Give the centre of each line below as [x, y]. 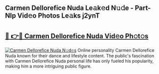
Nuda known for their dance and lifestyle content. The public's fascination [80, 56]
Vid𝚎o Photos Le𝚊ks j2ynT [59, 16]
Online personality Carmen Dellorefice [116, 50]
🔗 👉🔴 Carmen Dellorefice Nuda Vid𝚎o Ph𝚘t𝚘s [77, 36]
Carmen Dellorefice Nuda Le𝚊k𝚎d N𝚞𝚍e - [69, 8]
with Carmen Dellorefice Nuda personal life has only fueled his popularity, [79, 61]
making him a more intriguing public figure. [48, 66]
